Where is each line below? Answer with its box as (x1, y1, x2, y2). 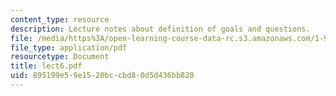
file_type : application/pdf (10, 42, 128, 53)
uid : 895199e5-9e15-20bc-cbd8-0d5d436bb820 (10, 71, 195, 81)
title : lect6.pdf (10, 61, 83, 71)
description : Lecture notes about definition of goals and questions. (10, 24, 311, 34)
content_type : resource (10, 14, 110, 25)
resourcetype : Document (10, 52, 110, 62)
